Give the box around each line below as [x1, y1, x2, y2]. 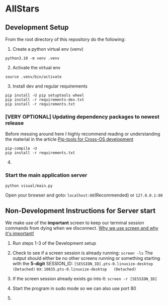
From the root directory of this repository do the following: [5, 36, 126, 42]
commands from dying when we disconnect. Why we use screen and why [5, 225, 158, 231]
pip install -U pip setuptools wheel [5, 93, 85, 98]
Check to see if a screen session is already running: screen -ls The [12, 250, 153, 256]
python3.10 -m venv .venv [5, 56, 59, 61]
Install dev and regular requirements [12, 83, 88, 89]
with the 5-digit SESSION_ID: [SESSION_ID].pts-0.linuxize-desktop [12, 261, 153, 267]
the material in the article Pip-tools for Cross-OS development [5, 136, 134, 142]
